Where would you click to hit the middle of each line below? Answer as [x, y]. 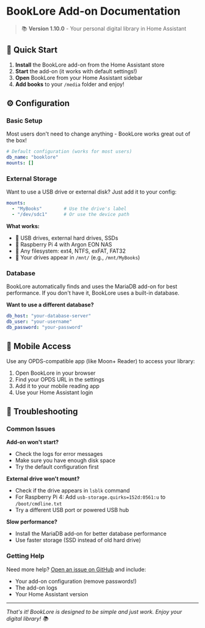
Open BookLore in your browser [55, 373]
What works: [23, 226]
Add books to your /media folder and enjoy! [70, 84]
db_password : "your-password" [45, 328]
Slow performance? [32, 522]
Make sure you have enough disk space [65, 460]
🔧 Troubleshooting [42, 412]
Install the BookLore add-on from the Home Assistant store [90, 65]
